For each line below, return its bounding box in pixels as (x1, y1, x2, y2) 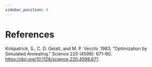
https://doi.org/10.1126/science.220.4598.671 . (5, 56, 100, 62)
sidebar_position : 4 (5, 7, 49, 12)
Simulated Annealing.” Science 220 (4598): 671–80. (5, 50, 112, 56)
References (5, 28, 54, 40)
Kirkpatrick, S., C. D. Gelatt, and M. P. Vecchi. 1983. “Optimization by (5, 45, 147, 51)
